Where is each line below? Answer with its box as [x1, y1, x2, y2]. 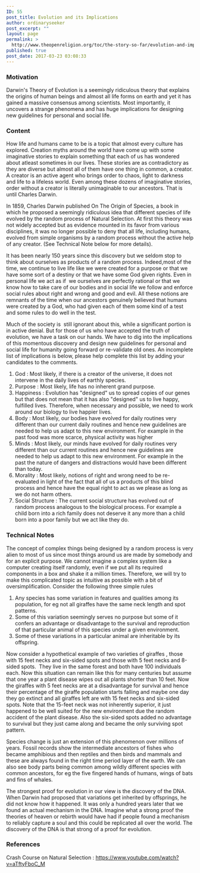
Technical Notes [6, 531, 55, 539]
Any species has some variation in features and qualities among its [14, 594, 179, 601]
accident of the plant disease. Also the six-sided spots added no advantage [6, 714, 192, 721]
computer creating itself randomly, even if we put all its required [6, 563, 163, 570]
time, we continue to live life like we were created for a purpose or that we [6, 265, 188, 272]
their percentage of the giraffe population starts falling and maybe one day [6, 688, 189, 695]
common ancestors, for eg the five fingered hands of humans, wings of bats [6, 769, 193, 776]
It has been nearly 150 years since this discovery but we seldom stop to [6, 252, 182, 260]
